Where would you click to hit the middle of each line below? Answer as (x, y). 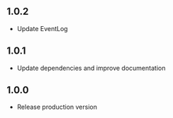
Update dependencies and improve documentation (91, 68)
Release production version (57, 107)
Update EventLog (42, 28)
